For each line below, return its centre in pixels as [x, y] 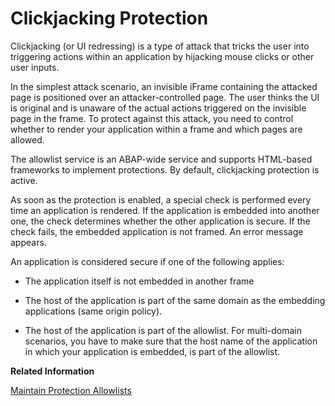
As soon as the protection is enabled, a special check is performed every [161, 199]
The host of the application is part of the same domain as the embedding [175, 300]
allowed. [27, 139]
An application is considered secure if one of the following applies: [147, 261]
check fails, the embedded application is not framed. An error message [157, 231]
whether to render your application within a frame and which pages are [156, 129]
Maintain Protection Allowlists [71, 390]
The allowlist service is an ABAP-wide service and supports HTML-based [161, 159]
